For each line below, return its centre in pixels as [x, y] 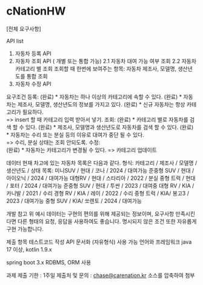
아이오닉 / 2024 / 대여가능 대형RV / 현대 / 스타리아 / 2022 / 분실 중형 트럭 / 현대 [101, 178]
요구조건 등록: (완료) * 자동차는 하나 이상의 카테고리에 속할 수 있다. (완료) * [94, 97]
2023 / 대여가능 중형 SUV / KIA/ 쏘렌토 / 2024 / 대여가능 [74, 201]
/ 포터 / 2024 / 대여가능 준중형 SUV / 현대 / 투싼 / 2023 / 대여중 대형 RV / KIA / [100, 185]
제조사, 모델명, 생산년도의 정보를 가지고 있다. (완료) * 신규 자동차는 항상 [101, 104]
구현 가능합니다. [25, 228]
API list [15, 41]
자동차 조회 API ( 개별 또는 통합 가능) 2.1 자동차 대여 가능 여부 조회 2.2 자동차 [106, 61]
